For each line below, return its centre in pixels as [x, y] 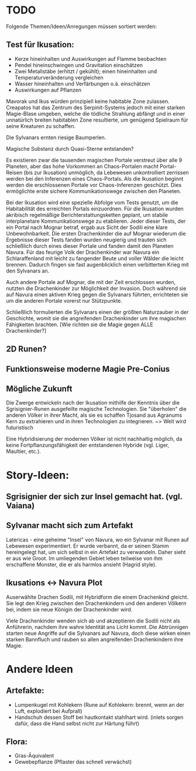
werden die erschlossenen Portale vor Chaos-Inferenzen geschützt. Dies [94, 185]
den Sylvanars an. [28, 271]
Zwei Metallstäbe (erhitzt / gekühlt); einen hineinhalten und [86, 71]
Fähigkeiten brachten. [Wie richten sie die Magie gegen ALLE [80, 324]
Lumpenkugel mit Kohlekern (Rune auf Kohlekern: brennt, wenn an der [99, 704]
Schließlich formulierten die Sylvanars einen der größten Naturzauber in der [97, 312]
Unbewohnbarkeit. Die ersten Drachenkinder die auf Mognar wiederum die [96, 233]
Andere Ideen [39, 669]
